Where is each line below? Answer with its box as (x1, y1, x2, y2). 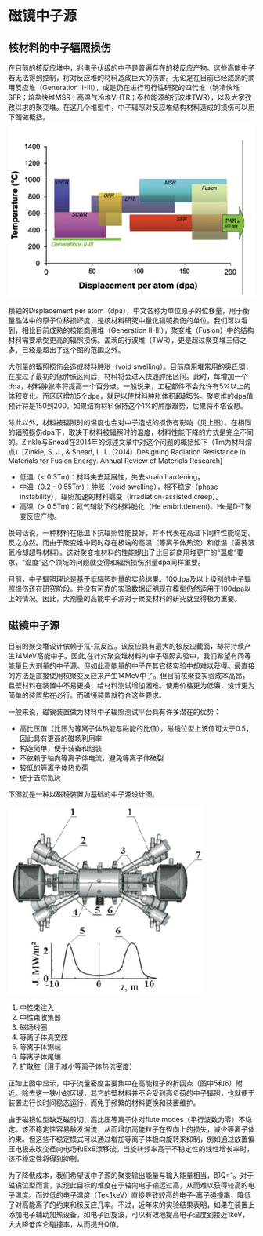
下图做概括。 (8, 112, 49, 122)
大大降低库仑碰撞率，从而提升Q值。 (8, 1220, 124, 1229)
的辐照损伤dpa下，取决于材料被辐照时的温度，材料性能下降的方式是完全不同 (8, 427, 254, 436)
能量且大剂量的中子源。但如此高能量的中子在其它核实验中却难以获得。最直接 (8, 661, 255, 670)
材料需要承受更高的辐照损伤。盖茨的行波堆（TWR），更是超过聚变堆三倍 (8, 335, 240, 345)
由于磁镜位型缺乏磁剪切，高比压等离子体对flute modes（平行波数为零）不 (8, 1114, 246, 1124)
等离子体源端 (19, 1041, 61, 1052)
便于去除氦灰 (19, 772, 61, 782)
